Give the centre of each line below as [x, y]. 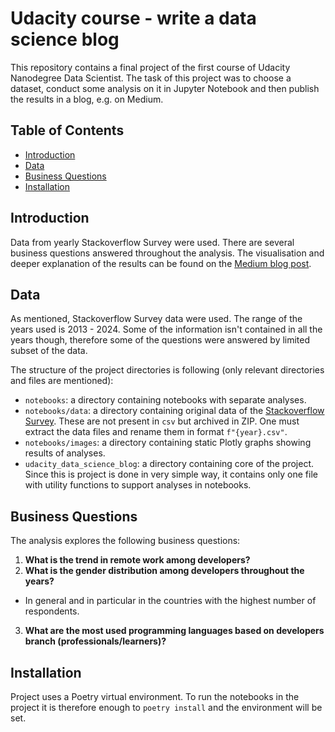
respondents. [52, 611]
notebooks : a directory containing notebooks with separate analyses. [165, 400]
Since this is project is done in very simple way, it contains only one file [171, 474]
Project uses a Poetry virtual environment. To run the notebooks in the [155, 696]
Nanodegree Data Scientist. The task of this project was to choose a [151, 78]
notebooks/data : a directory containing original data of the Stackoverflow [174, 411]
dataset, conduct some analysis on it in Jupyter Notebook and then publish [165, 88]
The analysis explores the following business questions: [125, 541]
